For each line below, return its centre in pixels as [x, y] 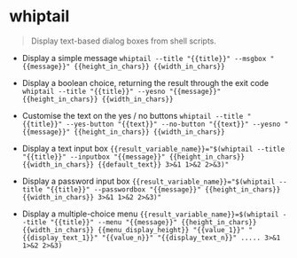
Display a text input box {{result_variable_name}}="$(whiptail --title [153, 148]
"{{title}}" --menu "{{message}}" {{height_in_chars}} [153, 222]
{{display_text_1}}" [60, 238]
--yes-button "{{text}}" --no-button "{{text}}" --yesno [173, 124]
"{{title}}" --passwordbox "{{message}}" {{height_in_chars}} [163, 189]
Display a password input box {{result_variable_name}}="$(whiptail [148, 181]
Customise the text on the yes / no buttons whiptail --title [133, 115]
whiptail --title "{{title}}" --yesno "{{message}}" [121, 91]
